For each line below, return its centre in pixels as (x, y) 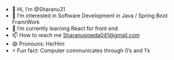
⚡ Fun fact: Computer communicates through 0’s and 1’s (81, 50)
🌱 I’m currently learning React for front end (65, 28)
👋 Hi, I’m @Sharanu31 (38, 9)
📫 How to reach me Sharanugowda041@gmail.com (76, 35)
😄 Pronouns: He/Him (38, 44)
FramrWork (26, 22)
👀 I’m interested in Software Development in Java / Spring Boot (90, 16)
